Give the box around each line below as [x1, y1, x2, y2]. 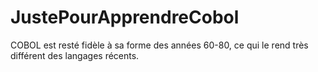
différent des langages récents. [10, 49, 140, 61]
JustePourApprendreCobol [10, 6, 240, 29]
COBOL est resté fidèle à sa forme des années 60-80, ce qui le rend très [10, 39, 309, 51]
